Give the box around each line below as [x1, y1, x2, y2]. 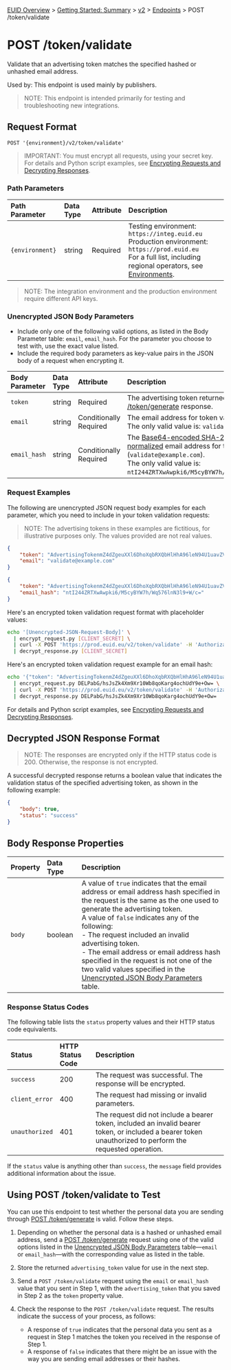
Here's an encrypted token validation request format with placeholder [7, 608, 204, 616]
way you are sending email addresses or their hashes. [27, 1354, 181, 1362]
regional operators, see [128, 261, 203, 271]
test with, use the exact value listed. [16, 342, 119, 350]
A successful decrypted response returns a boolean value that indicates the [7, 771, 222, 780]
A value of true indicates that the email [81, 878, 208, 887]
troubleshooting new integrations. [23, 101, 120, 109]
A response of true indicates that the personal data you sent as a [27, 1325, 212, 1334]
